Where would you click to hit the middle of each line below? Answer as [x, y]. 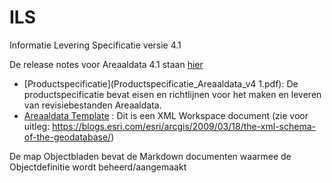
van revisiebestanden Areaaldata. [92, 105]
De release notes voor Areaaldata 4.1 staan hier [106, 64]
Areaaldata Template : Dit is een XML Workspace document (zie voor [166, 115]
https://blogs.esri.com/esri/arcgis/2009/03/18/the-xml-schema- [184, 126]
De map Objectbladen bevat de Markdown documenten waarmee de [150, 156]
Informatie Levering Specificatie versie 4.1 [95, 45]
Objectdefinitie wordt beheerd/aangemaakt [98, 167]
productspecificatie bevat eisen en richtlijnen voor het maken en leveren [172, 94]
